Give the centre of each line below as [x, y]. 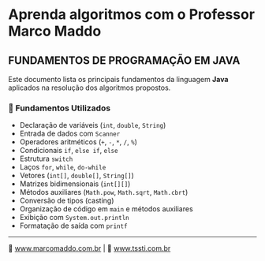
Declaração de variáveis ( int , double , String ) [93, 125]
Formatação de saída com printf [73, 226]
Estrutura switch [46, 158]
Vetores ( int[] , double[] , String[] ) [77, 176]
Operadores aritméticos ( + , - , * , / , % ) [78, 142]
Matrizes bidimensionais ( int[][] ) [75, 184]
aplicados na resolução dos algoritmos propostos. [90, 88]
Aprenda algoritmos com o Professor [131, 15]
